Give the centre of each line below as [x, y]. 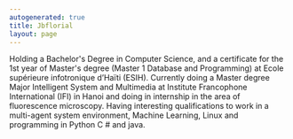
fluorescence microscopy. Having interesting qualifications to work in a [139, 106]
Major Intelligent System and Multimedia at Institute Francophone [128, 87]
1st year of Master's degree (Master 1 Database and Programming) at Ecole [146, 68]
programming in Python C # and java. [77, 125]
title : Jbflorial [41, 26]
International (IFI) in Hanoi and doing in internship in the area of [125, 97]
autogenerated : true [48, 17]
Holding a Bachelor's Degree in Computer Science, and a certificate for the [146, 59]
